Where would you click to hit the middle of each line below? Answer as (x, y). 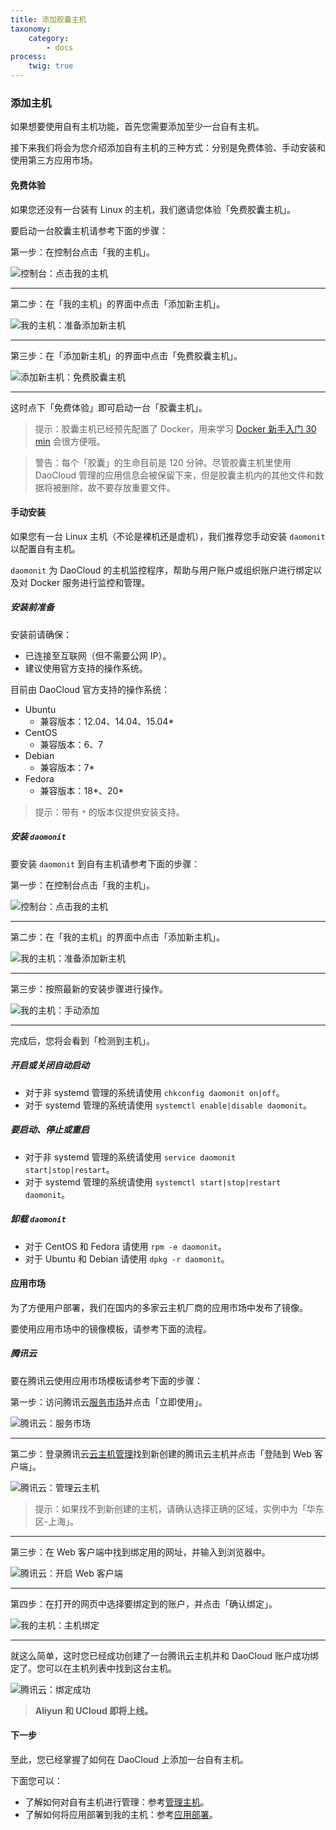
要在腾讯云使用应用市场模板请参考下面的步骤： (106, 1380)
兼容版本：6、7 (71, 744)
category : (49, 38)
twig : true (51, 66)
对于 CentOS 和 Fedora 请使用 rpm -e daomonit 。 (125, 1246)
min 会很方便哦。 (70, 441)
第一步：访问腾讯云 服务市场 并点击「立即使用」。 (109, 1402)
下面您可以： (36, 1780)
